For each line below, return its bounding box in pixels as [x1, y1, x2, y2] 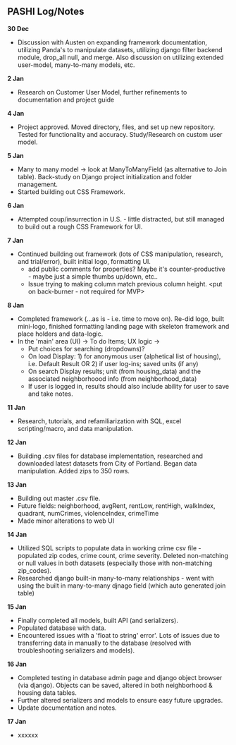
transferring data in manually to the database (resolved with [17, 638, 192, 647]
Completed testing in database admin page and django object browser [17, 673, 223, 682]
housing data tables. [17, 688, 77, 697]
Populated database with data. [17, 624, 106, 632]
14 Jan [7, 530, 27, 538]
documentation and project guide [17, 95, 115, 104]
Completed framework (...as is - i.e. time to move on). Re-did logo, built [17, 314, 225, 323]
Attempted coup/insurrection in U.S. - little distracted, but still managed [17, 214, 225, 223]
